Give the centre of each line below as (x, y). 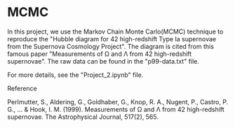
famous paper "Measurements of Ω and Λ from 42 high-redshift (100, 54)
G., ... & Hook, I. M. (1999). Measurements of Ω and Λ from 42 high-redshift (116, 109)
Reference (22, 88)
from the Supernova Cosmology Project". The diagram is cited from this (110, 46)
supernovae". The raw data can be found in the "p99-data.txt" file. (103, 61)
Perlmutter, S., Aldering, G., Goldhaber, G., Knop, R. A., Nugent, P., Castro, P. (118, 101)
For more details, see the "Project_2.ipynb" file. (75, 75)
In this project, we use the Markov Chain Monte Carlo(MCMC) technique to (115, 31)
